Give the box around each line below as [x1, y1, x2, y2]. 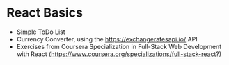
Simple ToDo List [16, 28, 65, 36]
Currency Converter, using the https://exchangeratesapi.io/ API [16, 35, 198, 43]
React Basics [6, 5, 83, 21]
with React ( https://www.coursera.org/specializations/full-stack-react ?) [16, 50, 222, 58]
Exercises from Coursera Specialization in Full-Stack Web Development [16, 42, 222, 50]
